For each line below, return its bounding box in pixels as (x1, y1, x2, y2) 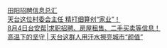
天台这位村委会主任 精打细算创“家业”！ (7, 15, 121, 23)
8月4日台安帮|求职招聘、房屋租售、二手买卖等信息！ (7, 24, 161, 32)
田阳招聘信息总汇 (7, 6, 58, 14)
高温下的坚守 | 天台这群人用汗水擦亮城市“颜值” (7, 32, 144, 41)
